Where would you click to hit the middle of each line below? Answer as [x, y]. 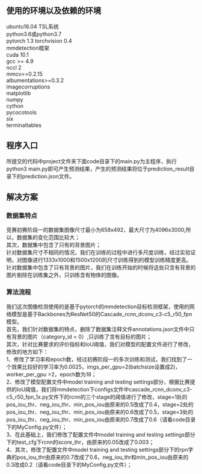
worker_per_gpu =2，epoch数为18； [52, 374]
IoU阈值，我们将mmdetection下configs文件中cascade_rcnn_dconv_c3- [104, 389]
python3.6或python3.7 [34, 34]
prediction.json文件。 [48, 176]
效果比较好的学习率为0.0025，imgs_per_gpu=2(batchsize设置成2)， [96, 367]
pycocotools [22, 112]
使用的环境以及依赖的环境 [54, 11]
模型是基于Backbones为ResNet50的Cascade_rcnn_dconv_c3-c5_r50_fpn [102, 314]
